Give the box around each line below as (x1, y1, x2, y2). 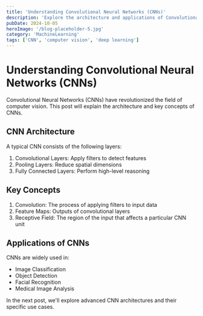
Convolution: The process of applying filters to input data (14, 201, 158, 208)
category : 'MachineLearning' (6, 32, 80, 38)
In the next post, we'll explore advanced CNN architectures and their (6, 297, 177, 304)
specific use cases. (6, 303, 54, 311)
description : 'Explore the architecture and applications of (6, 15, 164, 21)
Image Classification (14, 266, 66, 273)
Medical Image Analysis (14, 285, 74, 292)
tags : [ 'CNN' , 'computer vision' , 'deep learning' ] (6, 37, 139, 43)
